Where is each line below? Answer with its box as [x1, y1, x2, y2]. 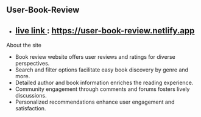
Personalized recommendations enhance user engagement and [15, 98, 175, 105]
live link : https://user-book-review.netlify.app [15, 25, 195, 36]
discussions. [15, 92, 47, 99]
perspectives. [15, 60, 50, 67]
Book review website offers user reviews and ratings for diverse [15, 53, 175, 61]
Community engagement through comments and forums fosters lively [15, 85, 190, 93]
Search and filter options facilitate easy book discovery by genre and [15, 66, 189, 73]
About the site [6, 42, 41, 49]
